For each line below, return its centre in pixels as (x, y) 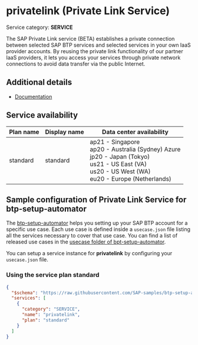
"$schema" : (25, 293)
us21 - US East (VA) (118, 164)
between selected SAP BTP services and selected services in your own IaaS (99, 45)
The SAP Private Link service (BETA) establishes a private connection (90, 38)
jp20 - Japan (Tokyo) (120, 157)
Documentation (33, 96)
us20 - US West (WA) (120, 171)
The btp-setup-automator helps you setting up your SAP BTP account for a (97, 223)
